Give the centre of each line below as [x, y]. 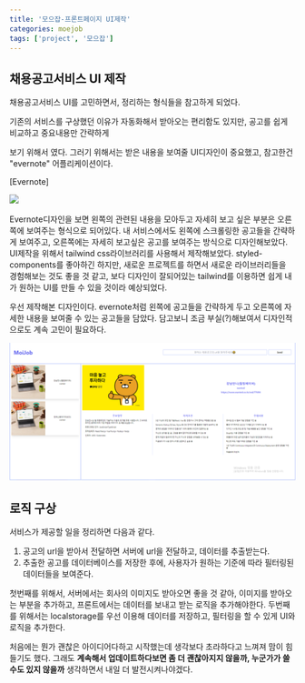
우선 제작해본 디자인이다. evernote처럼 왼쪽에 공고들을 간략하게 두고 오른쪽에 [146, 307]
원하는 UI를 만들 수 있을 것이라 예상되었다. [93, 287]
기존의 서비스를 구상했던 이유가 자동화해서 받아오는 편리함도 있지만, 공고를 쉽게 [149, 122]
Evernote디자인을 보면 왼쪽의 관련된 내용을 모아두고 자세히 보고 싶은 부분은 [142, 219]
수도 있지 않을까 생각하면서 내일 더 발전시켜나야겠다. [101, 669]
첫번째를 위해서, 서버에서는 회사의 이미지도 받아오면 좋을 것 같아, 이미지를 [139, 593]
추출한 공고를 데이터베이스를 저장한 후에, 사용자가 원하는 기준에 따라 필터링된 [158, 563]
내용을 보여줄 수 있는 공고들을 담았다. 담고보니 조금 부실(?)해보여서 [143, 318]
